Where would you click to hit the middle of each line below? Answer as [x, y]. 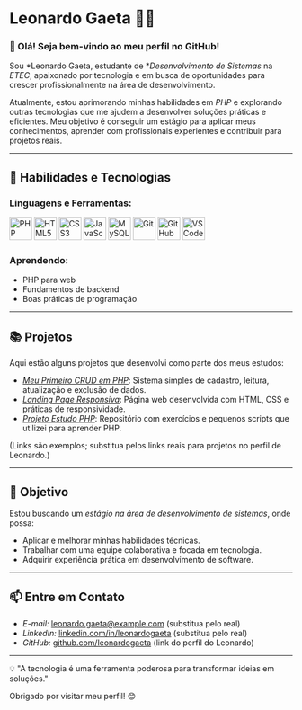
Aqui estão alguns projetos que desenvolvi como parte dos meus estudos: [147, 363]
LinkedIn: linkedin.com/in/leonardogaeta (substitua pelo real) [135, 633]
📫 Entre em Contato [67, 597]
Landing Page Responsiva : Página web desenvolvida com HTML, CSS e [155, 400]
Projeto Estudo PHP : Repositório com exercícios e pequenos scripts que [155, 419]
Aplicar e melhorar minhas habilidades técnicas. [111, 541]
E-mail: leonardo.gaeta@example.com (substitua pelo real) [131, 623]
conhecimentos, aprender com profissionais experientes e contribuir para [146, 131]
